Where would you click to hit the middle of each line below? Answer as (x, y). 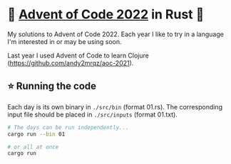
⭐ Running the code (52, 86)
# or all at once (33, 147)
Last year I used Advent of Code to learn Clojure (78, 55)
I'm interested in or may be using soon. (65, 41)
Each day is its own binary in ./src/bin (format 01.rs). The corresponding (115, 106)
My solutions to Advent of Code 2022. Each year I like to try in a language (116, 34)
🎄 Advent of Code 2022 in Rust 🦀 (106, 15)
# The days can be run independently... (68, 127)
